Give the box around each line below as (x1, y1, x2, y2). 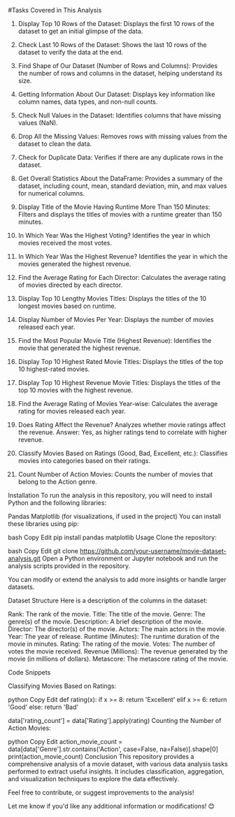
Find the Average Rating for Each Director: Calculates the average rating (17, 274, 226, 281)
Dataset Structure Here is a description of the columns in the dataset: (8, 596, 208, 605)
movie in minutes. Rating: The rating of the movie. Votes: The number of (8, 640, 215, 648)
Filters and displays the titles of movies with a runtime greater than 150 (17, 210, 222, 218)
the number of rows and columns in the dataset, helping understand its (17, 69, 223, 77)
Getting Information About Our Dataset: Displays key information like (17, 90, 215, 98)
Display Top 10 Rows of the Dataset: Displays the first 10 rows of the (17, 20, 215, 27)
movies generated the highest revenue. (17, 259, 131, 268)
